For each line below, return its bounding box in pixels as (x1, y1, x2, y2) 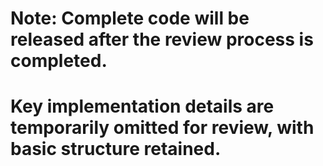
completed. (10, 50, 108, 72)
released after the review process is (10, 28, 314, 51)
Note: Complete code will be (10, 7, 250, 30)
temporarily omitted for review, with (10, 117, 315, 139)
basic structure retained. (10, 138, 222, 161)
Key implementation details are (10, 95, 275, 118)
